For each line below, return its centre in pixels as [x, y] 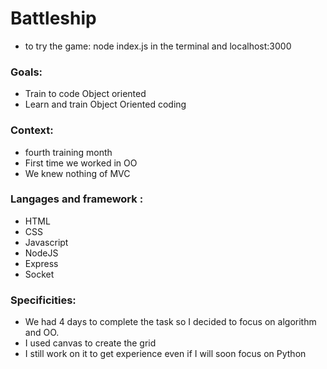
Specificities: [43, 300]
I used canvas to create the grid [90, 343]
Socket [39, 274]
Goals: [26, 72]
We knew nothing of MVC [77, 173]
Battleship [53, 18]
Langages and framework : [77, 199]
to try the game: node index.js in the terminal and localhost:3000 [158, 46]
